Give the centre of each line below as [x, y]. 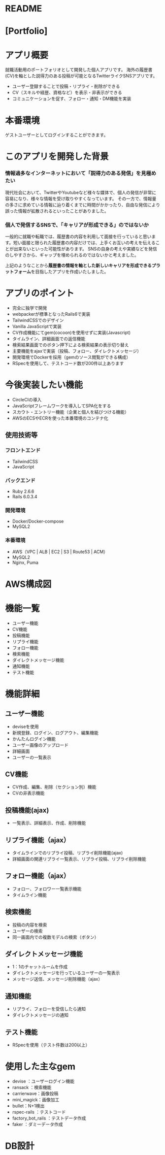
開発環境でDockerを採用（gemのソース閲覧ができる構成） [71, 357]
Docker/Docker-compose [38, 521]
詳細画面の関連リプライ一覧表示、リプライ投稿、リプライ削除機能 [79, 859]
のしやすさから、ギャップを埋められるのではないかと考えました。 [72, 255]
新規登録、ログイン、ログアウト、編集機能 [55, 732]
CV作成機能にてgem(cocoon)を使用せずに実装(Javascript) [71, 332]
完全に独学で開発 [30, 308]
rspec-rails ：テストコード [39, 1112]
